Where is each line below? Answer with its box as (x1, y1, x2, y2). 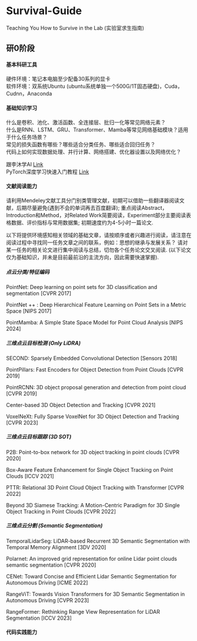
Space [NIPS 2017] (6, 307, 52, 314)
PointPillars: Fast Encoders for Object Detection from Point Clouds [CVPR (6, 366, 183, 373)
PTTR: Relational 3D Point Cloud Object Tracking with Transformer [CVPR (6, 484, 184, 491)
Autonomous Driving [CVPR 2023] (6, 597, 89, 604)
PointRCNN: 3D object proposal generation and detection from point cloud (6, 383, 186, 390)
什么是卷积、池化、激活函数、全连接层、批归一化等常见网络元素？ (6, 119, 166, 126)
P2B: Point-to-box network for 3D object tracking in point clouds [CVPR (6, 448, 180, 455)
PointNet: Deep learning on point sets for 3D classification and (6, 283, 158, 290)
